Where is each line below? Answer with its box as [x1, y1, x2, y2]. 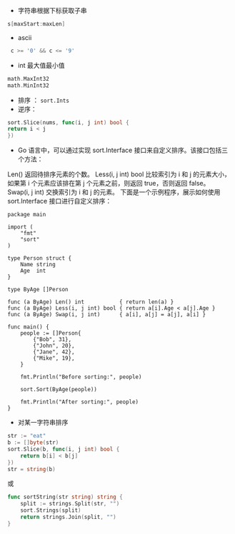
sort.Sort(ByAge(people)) [20, 386, 98, 393]
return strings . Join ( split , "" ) [20, 513, 116, 520]
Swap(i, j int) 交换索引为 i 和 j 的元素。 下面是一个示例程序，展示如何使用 [7, 188, 221, 196]
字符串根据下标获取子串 [17, 6, 87, 14]
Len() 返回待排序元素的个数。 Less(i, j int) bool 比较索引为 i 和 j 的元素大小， [7, 170, 231, 178]
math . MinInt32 [7, 81, 50, 89]
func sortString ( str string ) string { [7, 493, 123, 501]
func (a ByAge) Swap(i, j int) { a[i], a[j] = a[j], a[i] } [7, 311, 206, 318]
